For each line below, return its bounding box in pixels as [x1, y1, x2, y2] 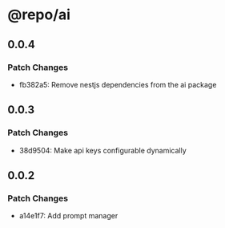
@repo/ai [7, 6, 71, 24]
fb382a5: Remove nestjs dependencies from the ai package [18, 79, 217, 89]
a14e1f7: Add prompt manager [18, 211, 119, 221]
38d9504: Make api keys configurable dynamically [18, 145, 187, 155]
